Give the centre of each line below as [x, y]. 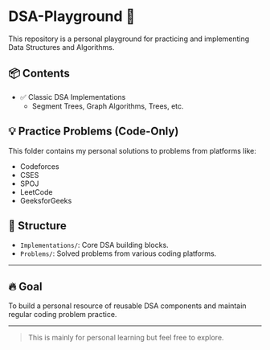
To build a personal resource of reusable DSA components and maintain [127, 306]
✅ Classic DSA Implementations [73, 97]
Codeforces [39, 166]
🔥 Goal [25, 286]
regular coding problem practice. [63, 315]
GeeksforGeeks [46, 200]
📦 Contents [39, 74]
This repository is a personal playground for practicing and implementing [129, 39]
